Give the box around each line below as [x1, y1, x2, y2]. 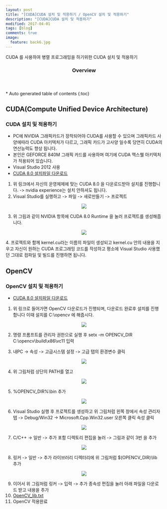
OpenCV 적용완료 [12, 499, 48, 505]
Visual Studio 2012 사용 [12, 164, 61, 170]
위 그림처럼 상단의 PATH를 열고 [12, 368, 74, 374]
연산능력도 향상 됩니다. [12, 146, 57, 152]
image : [5, 35, 19, 40]
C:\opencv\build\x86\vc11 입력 [12, 338, 74, 344]
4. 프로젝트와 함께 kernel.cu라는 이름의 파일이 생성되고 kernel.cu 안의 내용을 [5, 240, 155, 246]
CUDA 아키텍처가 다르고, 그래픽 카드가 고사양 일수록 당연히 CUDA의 [30, 139, 163, 145]
